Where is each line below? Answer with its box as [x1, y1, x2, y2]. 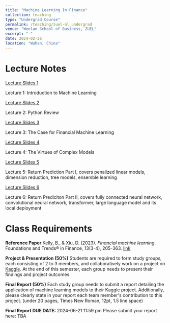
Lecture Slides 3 [5, 119, 40, 125]
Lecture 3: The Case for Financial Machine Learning [5, 129, 115, 135]
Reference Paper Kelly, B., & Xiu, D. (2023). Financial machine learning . [5, 240, 156, 246]
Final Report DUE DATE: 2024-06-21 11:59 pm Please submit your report [5, 307, 157, 313]
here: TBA [5, 313, 26, 319]
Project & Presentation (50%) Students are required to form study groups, [5, 255, 162, 261]
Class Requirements [5, 223, 93, 234]
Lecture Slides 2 [5, 99, 40, 105]
